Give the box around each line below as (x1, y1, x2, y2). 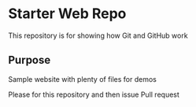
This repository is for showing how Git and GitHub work (8, 31, 188, 40)
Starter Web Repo (8, 5, 127, 23)
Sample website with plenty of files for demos (8, 74, 157, 83)
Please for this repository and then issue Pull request (8, 90, 179, 99)
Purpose (8, 53, 51, 67)
